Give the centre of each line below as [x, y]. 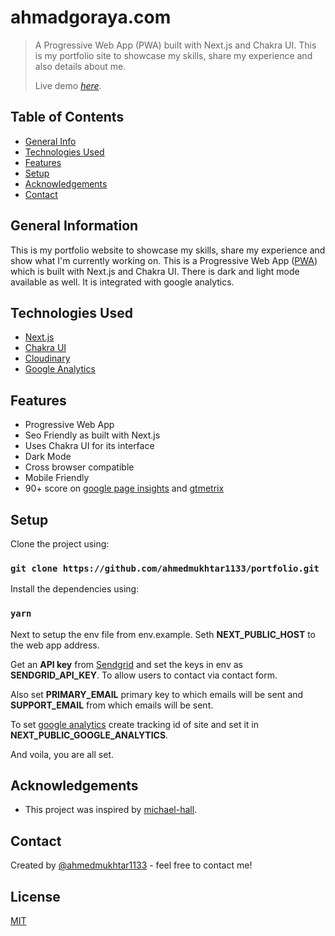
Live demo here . [68, 85]
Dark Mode [48, 457]
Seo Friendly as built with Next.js [92, 435]
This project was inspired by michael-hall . [111, 810]
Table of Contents [67, 117]
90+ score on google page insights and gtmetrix [124, 488]
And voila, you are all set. [62, 754]
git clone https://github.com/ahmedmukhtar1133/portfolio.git [165, 568]
